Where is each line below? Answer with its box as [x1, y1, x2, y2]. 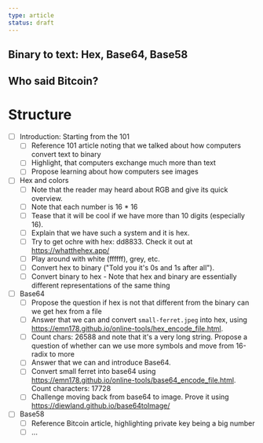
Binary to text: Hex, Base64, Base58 [8, 48, 188, 61]
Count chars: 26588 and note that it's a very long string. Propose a [31, 332, 248, 342]
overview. [31, 193, 63, 203]
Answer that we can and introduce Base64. [31, 358, 171, 368]
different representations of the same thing [31, 280, 170, 291]
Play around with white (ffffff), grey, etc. [31, 254, 160, 263]
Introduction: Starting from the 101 [19, 132, 130, 141]
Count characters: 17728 [31, 384, 111, 394]
